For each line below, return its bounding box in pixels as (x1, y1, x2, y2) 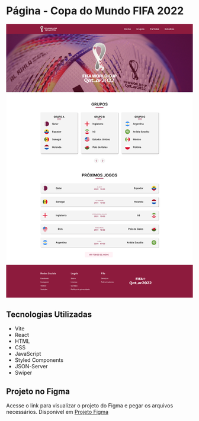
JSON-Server (14, 363, 49, 370)
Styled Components (14, 356, 64, 364)
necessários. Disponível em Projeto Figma (6, 408, 108, 415)
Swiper (14, 369, 33, 377)
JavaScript (14, 351, 41, 358)
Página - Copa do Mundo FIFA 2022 (6, 4, 184, 18)
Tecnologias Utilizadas (6, 309, 92, 319)
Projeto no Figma (6, 386, 70, 396)
